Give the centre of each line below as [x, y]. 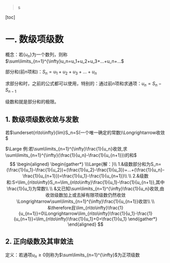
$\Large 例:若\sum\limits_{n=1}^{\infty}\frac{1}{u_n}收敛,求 [66, 149]
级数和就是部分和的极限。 [32, 102]
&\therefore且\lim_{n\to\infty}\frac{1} [86, 207]
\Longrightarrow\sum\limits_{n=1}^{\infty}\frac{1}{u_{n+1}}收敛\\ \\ [86, 201]
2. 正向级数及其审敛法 [39, 242]
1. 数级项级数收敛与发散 [42, 119]
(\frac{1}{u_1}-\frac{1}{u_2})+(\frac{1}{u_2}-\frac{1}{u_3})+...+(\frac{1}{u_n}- [86, 170]
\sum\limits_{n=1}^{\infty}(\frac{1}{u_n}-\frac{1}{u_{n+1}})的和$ [71, 155]
